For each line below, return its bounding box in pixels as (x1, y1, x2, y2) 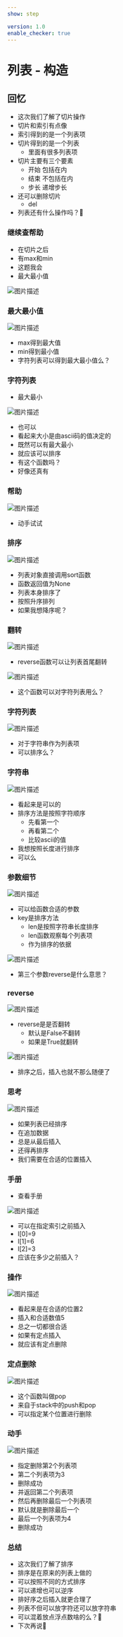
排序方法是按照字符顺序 (17, 809, 86, 817)
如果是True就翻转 (27, 1037, 79, 1046)
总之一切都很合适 (17, 1322, 67, 1331)
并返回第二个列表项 (17, 1487, 74, 1496)
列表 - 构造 (7, 62, 69, 78)
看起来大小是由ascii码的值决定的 (17, 431, 111, 440)
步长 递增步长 (27, 183, 67, 191)
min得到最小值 (17, 347, 60, 355)
